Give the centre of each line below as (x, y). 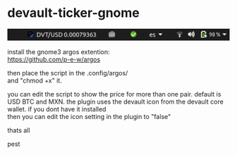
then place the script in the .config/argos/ (68, 73)
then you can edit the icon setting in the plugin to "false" (89, 117)
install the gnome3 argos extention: (59, 52)
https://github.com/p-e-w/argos (54, 60)
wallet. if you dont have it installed (57, 109)
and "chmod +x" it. (35, 81)
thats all (19, 130)
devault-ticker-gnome (73, 13)
